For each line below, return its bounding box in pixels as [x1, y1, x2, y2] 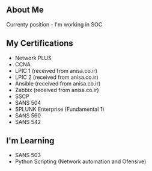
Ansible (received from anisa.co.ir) [14, 79, 101, 87]
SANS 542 [14, 118, 41, 125]
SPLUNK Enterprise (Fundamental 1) [14, 105, 105, 113]
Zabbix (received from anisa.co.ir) [14, 86, 99, 93]
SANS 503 [14, 152, 41, 159]
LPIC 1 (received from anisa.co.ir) [14, 67, 98, 74]
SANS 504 [14, 99, 41, 106]
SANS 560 [14, 111, 41, 119]
